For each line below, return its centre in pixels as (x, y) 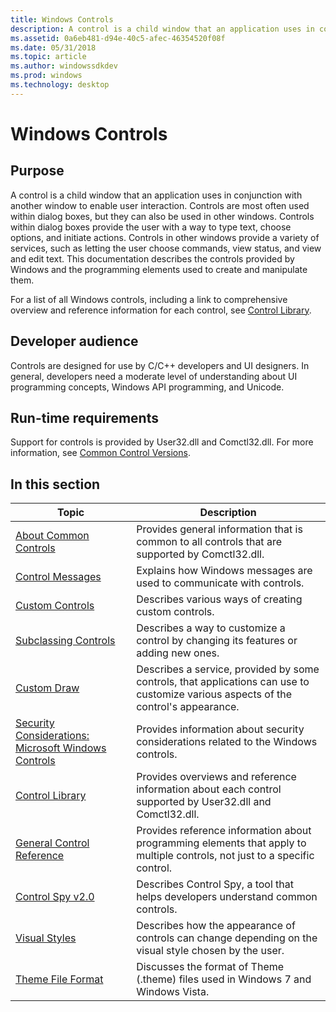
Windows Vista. (173, 992)
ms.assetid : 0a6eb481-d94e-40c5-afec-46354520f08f (118, 38)
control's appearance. (188, 707)
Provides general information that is (219, 529)
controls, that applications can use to (223, 682)
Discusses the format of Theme (210, 967)
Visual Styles (46, 938)
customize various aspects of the (214, 694)
